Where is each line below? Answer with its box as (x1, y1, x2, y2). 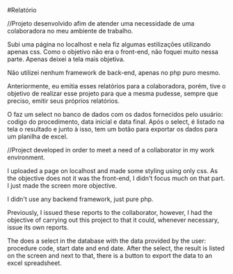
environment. (7, 153, 45, 161)
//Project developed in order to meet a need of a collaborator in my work (7, 146, 215, 154)
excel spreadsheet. (7, 259, 63, 267)
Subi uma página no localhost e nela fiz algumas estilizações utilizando (7, 40, 211, 48)
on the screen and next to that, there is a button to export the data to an (7, 252, 212, 259)
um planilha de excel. (7, 132, 68, 140)
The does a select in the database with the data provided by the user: (7, 236, 207, 245)
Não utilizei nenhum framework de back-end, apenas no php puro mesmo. (7, 69, 220, 76)
